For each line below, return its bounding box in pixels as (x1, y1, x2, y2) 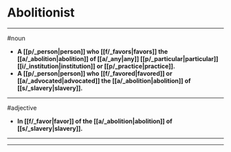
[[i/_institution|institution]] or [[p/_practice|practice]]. (16, 62, 175, 70)
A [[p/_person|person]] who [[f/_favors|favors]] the (16, 47, 168, 56)
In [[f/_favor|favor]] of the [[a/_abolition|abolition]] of (16, 117, 173, 125)
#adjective (7, 103, 37, 111)
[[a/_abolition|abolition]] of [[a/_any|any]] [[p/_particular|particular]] (16, 54, 219, 63)
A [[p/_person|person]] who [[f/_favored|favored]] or (16, 69, 173, 77)
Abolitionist (7, 5, 75, 21)
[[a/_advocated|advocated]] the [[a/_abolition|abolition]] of (16, 76, 191, 85)
